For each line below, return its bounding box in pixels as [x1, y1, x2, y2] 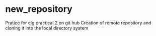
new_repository [5, 3, 73, 15]
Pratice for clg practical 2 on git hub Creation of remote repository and [5, 20, 151, 26]
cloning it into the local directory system [5, 25, 89, 31]
